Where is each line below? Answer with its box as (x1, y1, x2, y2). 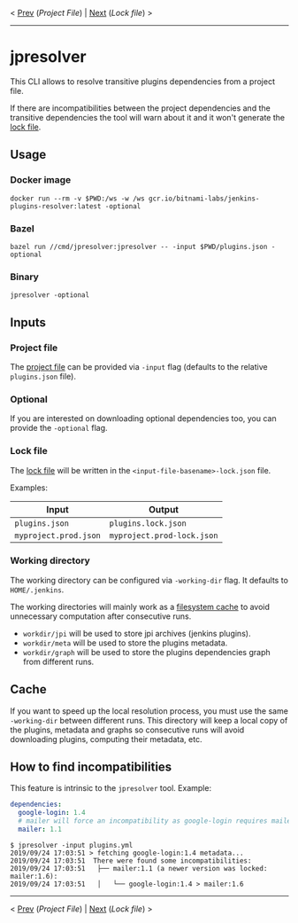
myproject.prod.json (14, 530, 101, 540)
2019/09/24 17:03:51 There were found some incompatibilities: (10, 856, 252, 865)
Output (148, 503, 180, 515)
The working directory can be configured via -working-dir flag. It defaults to (10, 575, 288, 585)
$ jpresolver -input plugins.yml (10, 841, 134, 849)
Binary (10, 270, 39, 283)
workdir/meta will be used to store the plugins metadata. (22, 637, 228, 648)
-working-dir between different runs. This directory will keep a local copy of (10, 715, 288, 725)
